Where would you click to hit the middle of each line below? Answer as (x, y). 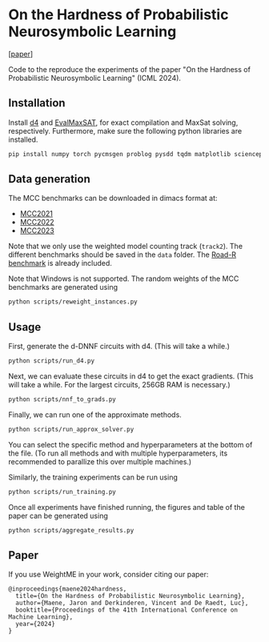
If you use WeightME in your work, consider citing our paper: (108, 575)
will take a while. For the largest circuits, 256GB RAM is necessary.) (119, 385)
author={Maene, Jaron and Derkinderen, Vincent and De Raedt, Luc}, (132, 603)
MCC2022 (37, 223)
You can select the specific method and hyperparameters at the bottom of (130, 444)
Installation (37, 103)
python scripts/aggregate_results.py (71, 530)
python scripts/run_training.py (62, 492)
